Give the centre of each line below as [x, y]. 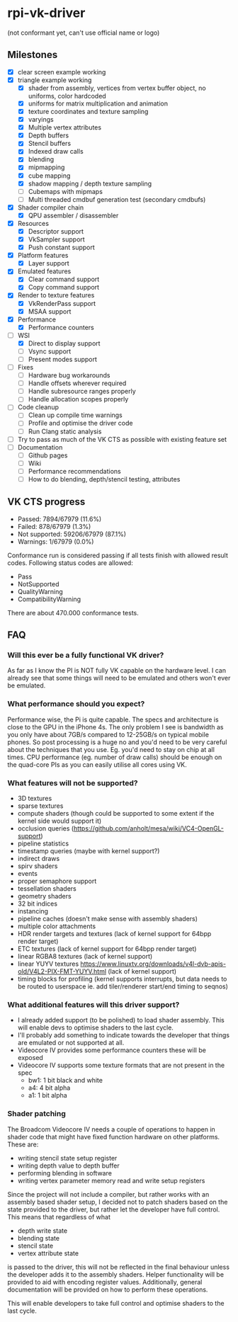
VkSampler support [56, 239]
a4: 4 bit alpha [49, 1088]
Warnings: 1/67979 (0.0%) [56, 541]
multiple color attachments [57, 926]
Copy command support [64, 287]
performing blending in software [64, 1173]
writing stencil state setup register [67, 1158]
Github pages [48, 455]
